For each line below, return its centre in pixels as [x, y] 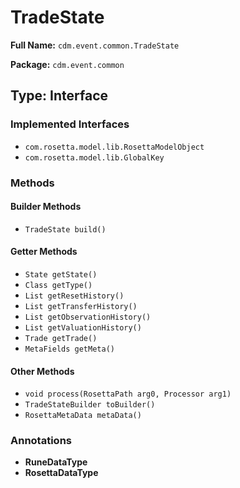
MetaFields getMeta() [69, 349]
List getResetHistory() [74, 296]
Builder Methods [46, 207]
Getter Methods [44, 252]
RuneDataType [56, 462]
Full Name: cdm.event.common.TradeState [95, 45]
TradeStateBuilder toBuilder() [90, 405]
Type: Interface [59, 96]
